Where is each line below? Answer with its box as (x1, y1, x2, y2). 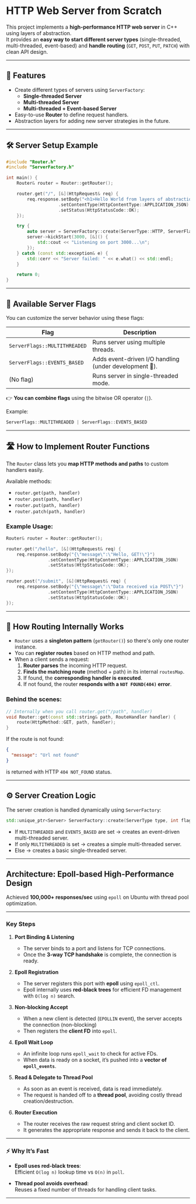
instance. (14, 643, 37, 650)
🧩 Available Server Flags (6, 299, 96, 309)
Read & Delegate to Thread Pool (14, 1074, 93, 1081)
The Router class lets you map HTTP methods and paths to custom (6, 460, 169, 467)
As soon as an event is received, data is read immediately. (23, 1085, 163, 1092)
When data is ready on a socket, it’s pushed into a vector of (23, 1056, 167, 1063)
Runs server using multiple (92, 338, 166, 346)
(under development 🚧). (92, 363, 157, 370)
